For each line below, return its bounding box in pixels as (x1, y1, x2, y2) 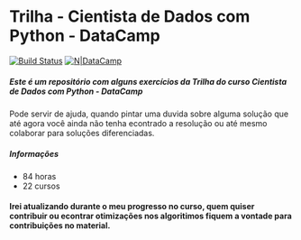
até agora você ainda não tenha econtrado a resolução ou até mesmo (9, 117, 268, 128)
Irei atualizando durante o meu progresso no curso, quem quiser (9, 201, 255, 212)
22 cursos (22, 180, 60, 191)
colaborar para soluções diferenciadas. (9, 127, 155, 138)
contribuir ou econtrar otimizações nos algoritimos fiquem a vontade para (9, 210, 293, 222)
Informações (9, 148, 59, 159)
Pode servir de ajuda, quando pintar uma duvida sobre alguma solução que (9, 108, 289, 119)
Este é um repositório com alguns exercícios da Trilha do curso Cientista (9, 76, 287, 87)
